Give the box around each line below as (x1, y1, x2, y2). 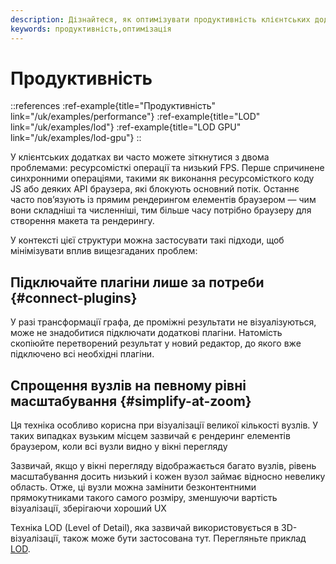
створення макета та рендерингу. (10, 215, 155, 227)
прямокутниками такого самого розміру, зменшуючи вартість (10, 492, 278, 504)
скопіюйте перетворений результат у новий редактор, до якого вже (10, 337, 302, 350)
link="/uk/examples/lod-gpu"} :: (10, 132, 142, 144)
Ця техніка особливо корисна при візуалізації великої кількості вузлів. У (10, 419, 319, 431)
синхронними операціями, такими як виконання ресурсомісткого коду (10, 172, 315, 185)
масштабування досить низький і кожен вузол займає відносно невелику (10, 471, 326, 483)
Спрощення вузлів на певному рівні (10, 377, 247, 394)
